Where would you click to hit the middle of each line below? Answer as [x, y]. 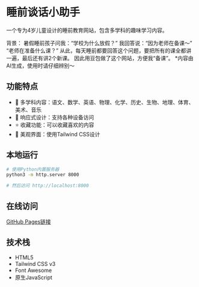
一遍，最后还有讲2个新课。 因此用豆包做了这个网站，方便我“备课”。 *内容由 [100, 58]
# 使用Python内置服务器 [33, 169]
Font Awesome [33, 270]
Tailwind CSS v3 [35, 263]
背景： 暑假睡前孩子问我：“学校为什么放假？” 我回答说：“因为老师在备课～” [99, 43]
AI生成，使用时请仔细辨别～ [41, 65]
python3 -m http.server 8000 [43, 175]
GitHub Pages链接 [29, 222]
